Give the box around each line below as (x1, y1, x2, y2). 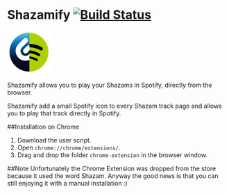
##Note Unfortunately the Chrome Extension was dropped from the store (7, 164, 217, 172)
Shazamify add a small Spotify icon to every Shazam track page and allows (7, 102, 222, 110)
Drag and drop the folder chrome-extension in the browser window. (17, 150, 208, 159)
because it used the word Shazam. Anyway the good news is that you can (7, 171, 219, 180)
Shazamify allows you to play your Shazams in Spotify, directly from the (7, 81, 212, 89)
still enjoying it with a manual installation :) (7, 179, 128, 187)
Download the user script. (17, 136, 92, 144)
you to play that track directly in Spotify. (7, 108, 121, 118)
